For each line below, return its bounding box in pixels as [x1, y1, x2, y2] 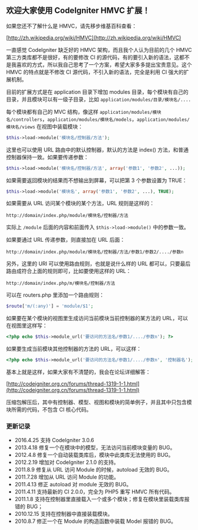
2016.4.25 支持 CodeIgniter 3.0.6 [14, 437, 94, 444]
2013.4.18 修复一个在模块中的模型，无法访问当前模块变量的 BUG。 [14, 444, 176, 451]
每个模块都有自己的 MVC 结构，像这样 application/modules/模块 [6, 108, 161, 115]
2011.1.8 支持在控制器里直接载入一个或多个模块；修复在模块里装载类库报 [14, 496, 190, 503]
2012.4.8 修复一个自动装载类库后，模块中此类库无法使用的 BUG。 [14, 452, 174, 459]
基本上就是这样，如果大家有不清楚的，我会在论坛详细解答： [6, 368, 151, 376]
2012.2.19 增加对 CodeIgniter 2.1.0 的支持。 [14, 459, 119, 466]
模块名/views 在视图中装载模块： [6, 123, 84, 130]
